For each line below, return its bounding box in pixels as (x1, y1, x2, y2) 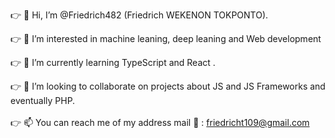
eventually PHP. (10, 95, 76, 106)
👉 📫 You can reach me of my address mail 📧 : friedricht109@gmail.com (10, 117, 310, 128)
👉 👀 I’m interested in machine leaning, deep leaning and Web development (10, 33, 322, 44)
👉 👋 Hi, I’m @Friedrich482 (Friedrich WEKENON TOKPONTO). (10, 9, 269, 21)
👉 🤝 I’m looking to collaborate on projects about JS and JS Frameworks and (10, 80, 326, 92)
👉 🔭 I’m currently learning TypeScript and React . (10, 57, 216, 68)
